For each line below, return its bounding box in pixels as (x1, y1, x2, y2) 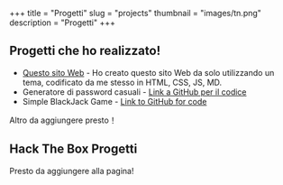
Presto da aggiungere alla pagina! (9, 165, 134, 176)
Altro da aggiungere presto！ (9, 115, 117, 125)
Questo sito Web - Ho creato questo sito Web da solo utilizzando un (22, 67, 275, 78)
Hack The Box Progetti (9, 142, 138, 157)
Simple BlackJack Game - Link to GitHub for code (22, 96, 207, 106)
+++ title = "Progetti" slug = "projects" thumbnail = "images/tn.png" (9, 8, 261, 18)
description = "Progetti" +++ (9, 17, 115, 28)
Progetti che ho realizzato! (9, 43, 160, 59)
